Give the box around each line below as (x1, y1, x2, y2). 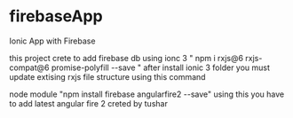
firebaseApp (9, 6, 104, 27)
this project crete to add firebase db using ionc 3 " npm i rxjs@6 (9, 52, 244, 63)
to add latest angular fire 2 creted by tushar (9, 98, 169, 108)
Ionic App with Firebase (9, 35, 96, 46)
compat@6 (9, 62, 51, 73)
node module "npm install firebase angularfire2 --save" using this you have (9, 89, 285, 99)
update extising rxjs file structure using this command (9, 71, 206, 82)
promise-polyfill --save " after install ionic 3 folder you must (51, 62, 271, 73)
